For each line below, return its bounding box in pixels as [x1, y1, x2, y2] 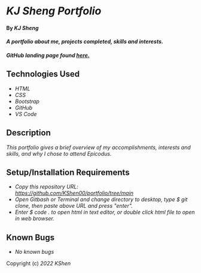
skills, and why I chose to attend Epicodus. [6, 150, 112, 157]
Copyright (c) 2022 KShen [6, 260, 71, 267]
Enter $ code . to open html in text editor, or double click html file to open [14, 208, 195, 216]
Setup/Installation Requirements [6, 167, 130, 177]
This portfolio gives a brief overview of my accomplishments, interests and [6, 144, 191, 151]
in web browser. [14, 215, 55, 222]
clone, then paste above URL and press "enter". [14, 202, 133, 210]
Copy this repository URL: [14, 183, 79, 190]
